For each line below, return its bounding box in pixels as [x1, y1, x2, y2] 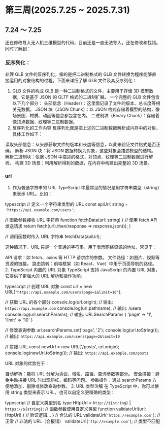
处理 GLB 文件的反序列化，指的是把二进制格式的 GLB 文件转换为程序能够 [5, 71, 152, 77]
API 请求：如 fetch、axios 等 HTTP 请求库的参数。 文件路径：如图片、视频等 [5, 254, 160, 260]
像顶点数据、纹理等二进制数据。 [12, 119, 77, 125]
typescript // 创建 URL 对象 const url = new [5, 283, 93, 289]
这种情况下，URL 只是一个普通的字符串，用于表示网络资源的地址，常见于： [5, 244, 158, 250]
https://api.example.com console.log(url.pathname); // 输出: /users [5, 305, 141, 311]
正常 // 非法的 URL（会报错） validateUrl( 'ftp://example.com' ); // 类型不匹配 [5, 418, 160, 424]
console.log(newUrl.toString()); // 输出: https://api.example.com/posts [5, 350, 149, 356]
